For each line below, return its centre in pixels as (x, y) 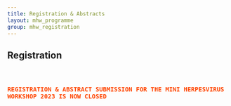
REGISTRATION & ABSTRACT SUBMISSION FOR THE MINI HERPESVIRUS (116, 90)
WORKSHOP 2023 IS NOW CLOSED (57, 97)
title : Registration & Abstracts (56, 14)
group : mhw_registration (44, 27)
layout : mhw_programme (40, 20)
